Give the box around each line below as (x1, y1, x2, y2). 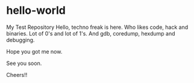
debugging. (6, 36, 35, 43)
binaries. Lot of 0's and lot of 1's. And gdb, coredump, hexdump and (6, 29, 175, 37)
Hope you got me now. (6, 48, 63, 55)
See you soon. (6, 60, 42, 67)
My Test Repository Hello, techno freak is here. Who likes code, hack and (6, 23, 189, 31)
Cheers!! (6, 71, 28, 78)
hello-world (6, 4, 66, 17)
